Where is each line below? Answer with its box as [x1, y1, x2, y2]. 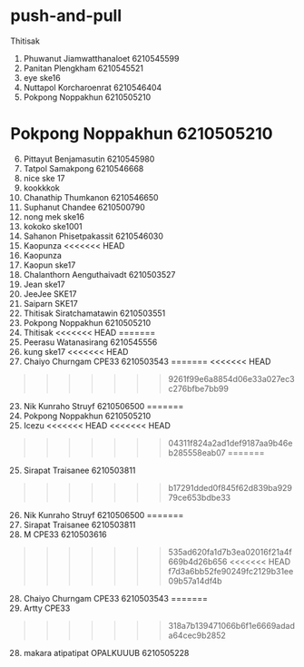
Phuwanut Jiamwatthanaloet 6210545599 [23, 53, 180, 64]
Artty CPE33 [23, 603, 71, 613]
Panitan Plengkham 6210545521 [23, 63, 144, 74]
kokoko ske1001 [23, 221, 83, 231]
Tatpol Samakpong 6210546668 [23, 162, 144, 173]
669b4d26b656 [168, 555, 228, 567]
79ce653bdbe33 [168, 492, 231, 503]
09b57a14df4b [168, 575, 222, 586]
